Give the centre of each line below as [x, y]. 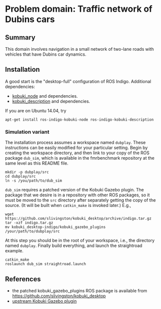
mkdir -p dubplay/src [27, 172]
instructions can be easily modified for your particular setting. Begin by [76, 148]
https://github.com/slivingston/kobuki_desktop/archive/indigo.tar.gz [78, 219]
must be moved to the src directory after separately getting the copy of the [80, 200]
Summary [20, 37]
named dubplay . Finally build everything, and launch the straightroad [74, 246]
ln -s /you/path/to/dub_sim [34, 181]
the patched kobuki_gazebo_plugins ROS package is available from [80, 290]
